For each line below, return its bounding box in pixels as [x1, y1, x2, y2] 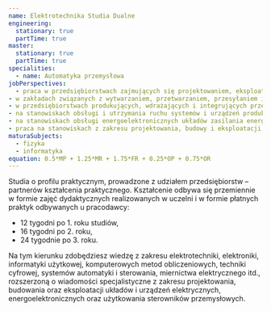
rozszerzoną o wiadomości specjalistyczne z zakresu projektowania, [8, 276, 236, 287]
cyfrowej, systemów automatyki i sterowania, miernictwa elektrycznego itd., [8, 268, 261, 278]
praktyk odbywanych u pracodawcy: [8, 203, 130, 212]
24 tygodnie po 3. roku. [19, 235, 98, 245]
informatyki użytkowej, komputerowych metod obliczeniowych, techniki [8, 259, 246, 269]
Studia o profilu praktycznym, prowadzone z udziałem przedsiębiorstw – [8, 177, 249, 187]
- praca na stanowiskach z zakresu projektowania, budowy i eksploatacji [8, 124, 262, 132]
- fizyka [15, 139, 45, 148]
